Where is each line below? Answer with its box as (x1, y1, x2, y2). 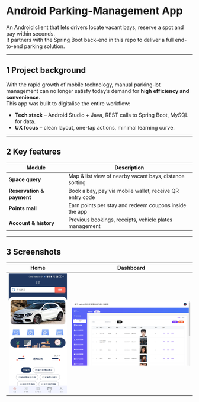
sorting (68, 179, 86, 186)
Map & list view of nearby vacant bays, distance (68, 173, 185, 180)
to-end (6, 43, 23, 50)
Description (114, 164, 145, 171)
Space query (8, 176, 41, 183)
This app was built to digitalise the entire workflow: (6, 99, 130, 107)
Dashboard (117, 264, 145, 271)
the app (68, 208, 88, 215)
